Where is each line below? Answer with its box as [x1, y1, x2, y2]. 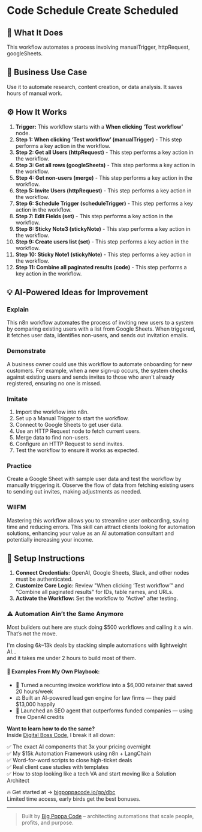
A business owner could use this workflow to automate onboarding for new [7, 360, 192, 367]
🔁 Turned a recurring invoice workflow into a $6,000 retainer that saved [15, 681, 192, 688]
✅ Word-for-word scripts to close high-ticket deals [7, 756, 132, 763]
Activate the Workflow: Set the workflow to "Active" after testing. [15, 595, 179, 602]
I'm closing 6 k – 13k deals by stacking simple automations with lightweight [7, 641, 188, 649]
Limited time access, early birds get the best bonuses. [7, 795, 141, 803]
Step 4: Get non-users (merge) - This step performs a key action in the [15, 174, 193, 181]
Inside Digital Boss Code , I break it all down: [7, 731, 116, 738]
